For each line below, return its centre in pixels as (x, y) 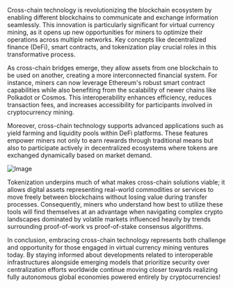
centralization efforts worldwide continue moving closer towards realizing (112, 270)
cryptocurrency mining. (41, 112)
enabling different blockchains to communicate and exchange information (113, 17)
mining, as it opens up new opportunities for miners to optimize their (105, 32)
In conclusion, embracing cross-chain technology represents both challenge (116, 240)
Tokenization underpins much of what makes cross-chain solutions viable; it (116, 182)
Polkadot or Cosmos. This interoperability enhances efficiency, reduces (110, 97)
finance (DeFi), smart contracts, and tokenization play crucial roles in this (112, 47)
